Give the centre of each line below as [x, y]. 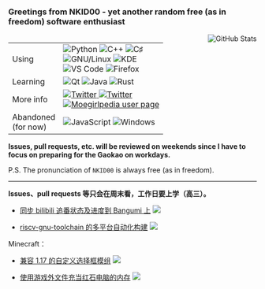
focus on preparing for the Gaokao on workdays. [90, 155]
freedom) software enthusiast [67, 21]
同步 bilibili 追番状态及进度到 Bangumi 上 [85, 210]
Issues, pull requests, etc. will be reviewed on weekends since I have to [127, 146]
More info [30, 99]
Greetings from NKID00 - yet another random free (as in [117, 12]
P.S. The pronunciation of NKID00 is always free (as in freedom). [111, 170]
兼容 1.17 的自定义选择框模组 [65, 261]
